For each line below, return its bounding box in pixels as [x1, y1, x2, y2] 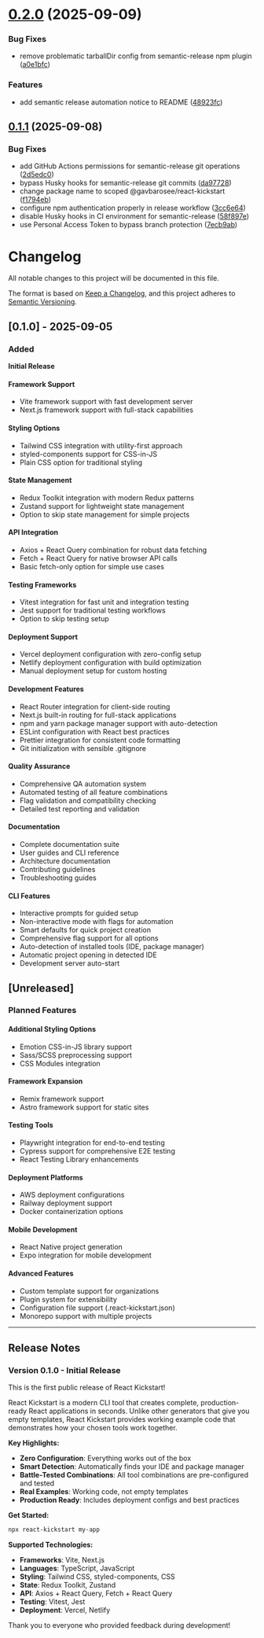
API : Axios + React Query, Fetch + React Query [19, 1588, 173, 1598]
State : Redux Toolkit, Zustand [19, 1581, 116, 1590]
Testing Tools [8, 1121, 53, 1130]
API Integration [8, 528, 59, 537]
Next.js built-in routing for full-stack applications [19, 710, 177, 720]
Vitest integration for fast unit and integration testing [19, 598, 189, 607]
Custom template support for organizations [19, 1286, 159, 1295]
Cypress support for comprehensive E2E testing [19, 1147, 175, 1156]
